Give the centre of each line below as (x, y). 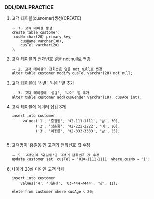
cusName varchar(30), (42, 41)
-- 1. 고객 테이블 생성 (32, 28)
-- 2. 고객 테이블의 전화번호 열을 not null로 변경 (57, 69)
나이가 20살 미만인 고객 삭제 (38, 169)
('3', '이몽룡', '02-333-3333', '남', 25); (78, 131)
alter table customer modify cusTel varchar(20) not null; (72, 73)
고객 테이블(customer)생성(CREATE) (46, 18)
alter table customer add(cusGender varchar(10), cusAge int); (77, 97)
